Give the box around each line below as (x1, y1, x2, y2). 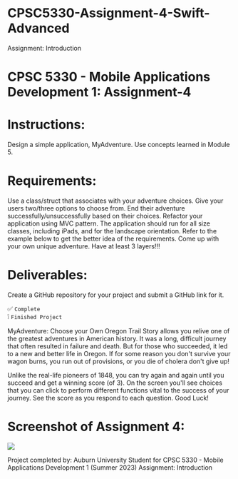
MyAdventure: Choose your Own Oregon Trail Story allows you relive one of (7, 326, 230, 335)
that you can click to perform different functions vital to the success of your (7, 385, 229, 394)
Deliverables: (7, 267, 88, 283)
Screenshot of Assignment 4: (7, 419, 185, 435)
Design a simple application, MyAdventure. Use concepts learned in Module (7, 141, 230, 149)
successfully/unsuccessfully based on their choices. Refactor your (7, 212, 203, 220)
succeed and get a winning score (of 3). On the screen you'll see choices (7, 378, 223, 387)
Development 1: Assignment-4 (7, 84, 192, 101)
